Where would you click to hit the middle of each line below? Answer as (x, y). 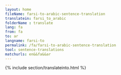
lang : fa (14, 27)
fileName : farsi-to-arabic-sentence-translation (55, 14)
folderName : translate (29, 23)
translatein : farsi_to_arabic (36, 18)
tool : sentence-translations (35, 50)
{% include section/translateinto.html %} (46, 68)
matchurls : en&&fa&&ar (28, 54)
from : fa (14, 32)
